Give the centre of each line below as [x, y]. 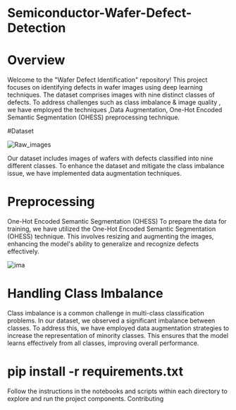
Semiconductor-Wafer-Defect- [100, 13]
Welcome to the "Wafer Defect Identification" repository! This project [107, 80]
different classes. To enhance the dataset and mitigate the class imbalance [116, 166]
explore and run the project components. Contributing [86, 398]
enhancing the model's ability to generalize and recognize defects [103, 244]
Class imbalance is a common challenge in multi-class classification [106, 313]
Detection [37, 28]
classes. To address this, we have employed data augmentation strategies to [118, 328]
